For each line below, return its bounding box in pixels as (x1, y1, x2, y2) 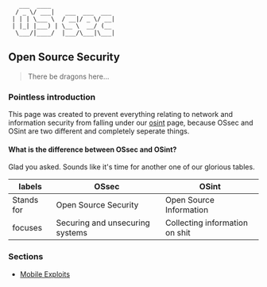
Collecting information (165, 217, 249, 228)
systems (56, 227, 87, 239)
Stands (12, 195, 39, 206)
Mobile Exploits (19, 269, 70, 279)
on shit (165, 227, 191, 239)
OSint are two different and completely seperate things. (8, 126, 190, 136)
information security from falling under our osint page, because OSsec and (8, 118, 253, 128)
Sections (8, 251, 44, 262)
